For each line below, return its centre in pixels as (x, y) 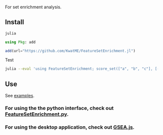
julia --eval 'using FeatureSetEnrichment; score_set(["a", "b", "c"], (79, 69)
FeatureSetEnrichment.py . (37, 114)
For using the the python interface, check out (59, 108)
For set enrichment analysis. (33, 7)
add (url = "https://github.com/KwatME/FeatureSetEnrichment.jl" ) (70, 51)
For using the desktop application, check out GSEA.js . (70, 127)
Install (15, 22)
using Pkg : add (20, 42)
